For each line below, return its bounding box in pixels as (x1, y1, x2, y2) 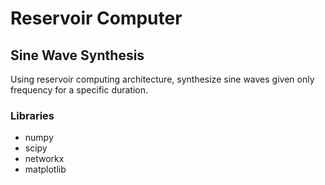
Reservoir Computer (10, 7, 183, 30)
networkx (24, 153, 65, 165)
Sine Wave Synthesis (10, 47, 145, 64)
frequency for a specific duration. (10, 84, 149, 96)
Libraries (10, 108, 55, 122)
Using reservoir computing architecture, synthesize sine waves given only (10, 73, 315, 85)
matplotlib (24, 163, 67, 176)
